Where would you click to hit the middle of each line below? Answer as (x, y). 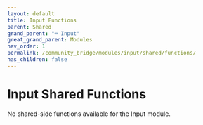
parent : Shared (30, 27)
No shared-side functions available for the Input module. (89, 114)
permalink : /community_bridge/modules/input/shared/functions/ (102, 53)
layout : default (31, 14)
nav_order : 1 (26, 46)
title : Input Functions (42, 20)
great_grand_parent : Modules (50, 40)
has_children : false (38, 60)
